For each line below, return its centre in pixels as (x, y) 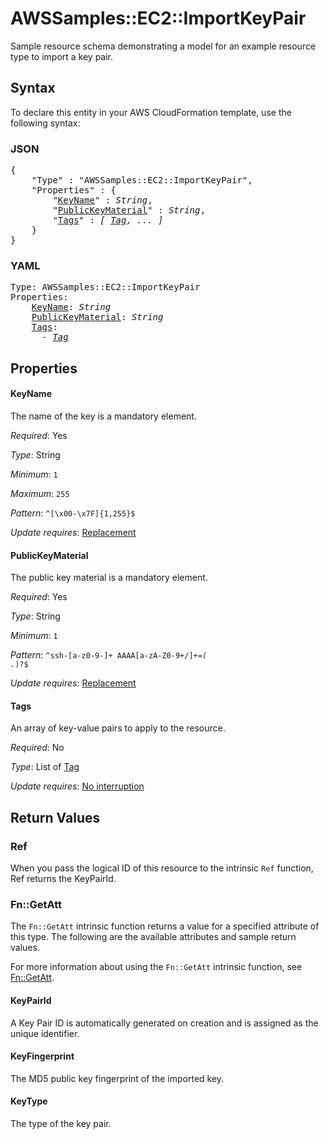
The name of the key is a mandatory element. (103, 416)
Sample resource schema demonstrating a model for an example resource (163, 46)
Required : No (37, 748)
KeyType (29, 1101)
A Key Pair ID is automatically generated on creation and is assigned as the (164, 1023)
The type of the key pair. (61, 1123)
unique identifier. (45, 1033)
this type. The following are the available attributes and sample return (153, 937)
